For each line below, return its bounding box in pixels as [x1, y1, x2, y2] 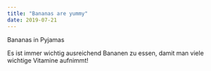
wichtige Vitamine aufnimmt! [7, 56, 89, 64]
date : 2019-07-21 [7, 17, 57, 23]
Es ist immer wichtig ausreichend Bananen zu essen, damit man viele [7, 49, 204, 57]
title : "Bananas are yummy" [7, 10, 89, 17]
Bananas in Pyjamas [7, 35, 64, 43]
